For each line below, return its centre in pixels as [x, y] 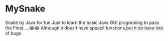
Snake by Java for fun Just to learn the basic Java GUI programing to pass [82, 22]
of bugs [13, 33]
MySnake [25, 9]
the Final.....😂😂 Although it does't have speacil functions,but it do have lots [84, 27]
